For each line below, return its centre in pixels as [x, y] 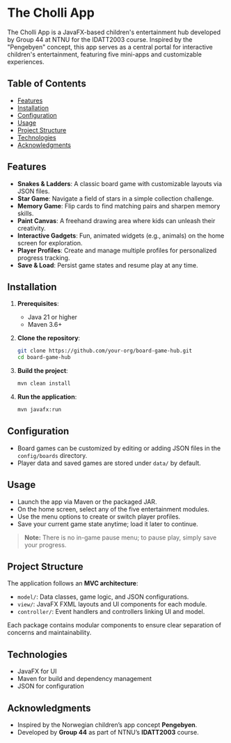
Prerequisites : [38, 304]
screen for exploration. [50, 243]
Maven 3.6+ [45, 325]
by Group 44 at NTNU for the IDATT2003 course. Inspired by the [100, 39]
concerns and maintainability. [49, 633]
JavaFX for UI [37, 671]
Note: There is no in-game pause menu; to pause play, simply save [120, 537]
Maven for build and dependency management [84, 679]
